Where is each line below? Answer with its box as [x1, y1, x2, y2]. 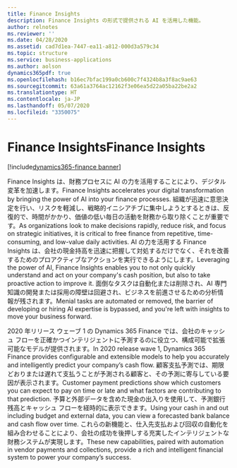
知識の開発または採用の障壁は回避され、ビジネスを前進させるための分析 [7, 287, 218, 296]
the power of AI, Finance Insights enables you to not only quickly [7, 263, 195, 272]
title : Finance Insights [7, 10, 80, 18]
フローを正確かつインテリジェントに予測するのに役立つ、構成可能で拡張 [15, 335, 226, 344]
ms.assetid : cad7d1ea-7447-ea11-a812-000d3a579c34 [7, 43, 159, 50]
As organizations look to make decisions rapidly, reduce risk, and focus [18, 221, 226, 229]
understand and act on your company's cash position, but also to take [7, 270, 211, 279]
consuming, [7, 237, 42, 246]
